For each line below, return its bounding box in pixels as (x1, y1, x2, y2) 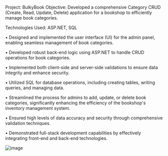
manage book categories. (5, 15, 58, 21)
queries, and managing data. (5, 85, 64, 91)
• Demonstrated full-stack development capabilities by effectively (5, 130, 141, 136)
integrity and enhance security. (5, 70, 70, 76)
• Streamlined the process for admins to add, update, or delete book (5, 95, 146, 100)
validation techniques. (5, 120, 51, 126)
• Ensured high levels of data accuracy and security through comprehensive (5, 115, 163, 121)
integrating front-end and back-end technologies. (5, 135, 108, 141)
